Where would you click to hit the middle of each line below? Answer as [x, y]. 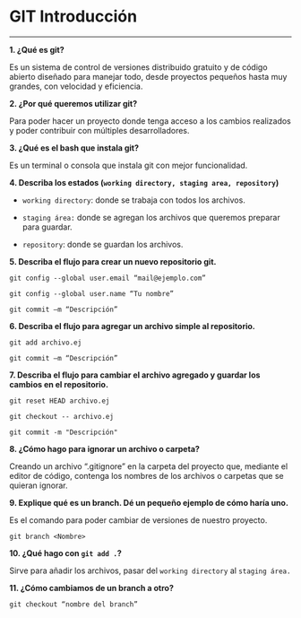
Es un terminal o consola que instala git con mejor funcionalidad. [129, 165]
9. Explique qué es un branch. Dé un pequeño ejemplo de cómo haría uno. [149, 502]
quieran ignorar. [39, 485]
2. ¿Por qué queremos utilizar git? [73, 103]
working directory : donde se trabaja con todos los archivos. [134, 200]
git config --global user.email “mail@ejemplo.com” [107, 278]
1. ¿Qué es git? [37, 49]
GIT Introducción [73, 17]
